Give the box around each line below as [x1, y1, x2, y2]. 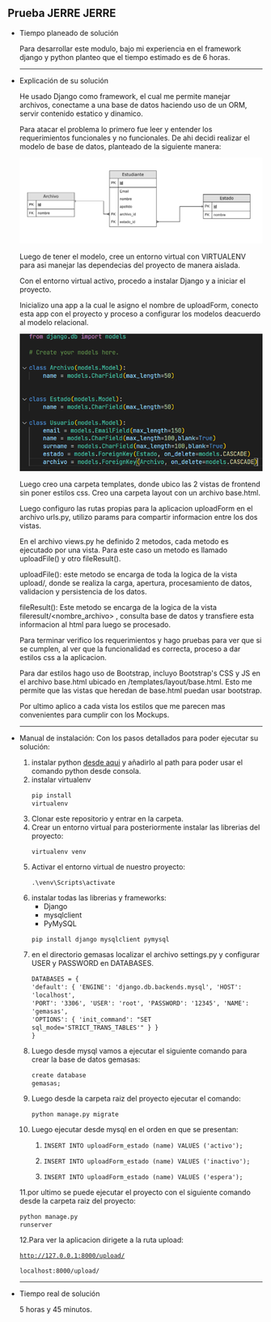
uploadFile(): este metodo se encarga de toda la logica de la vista [19, 569, 238, 579]
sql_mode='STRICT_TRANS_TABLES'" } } [31, 1024, 159, 1032]
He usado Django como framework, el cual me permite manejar [19, 91, 231, 101]
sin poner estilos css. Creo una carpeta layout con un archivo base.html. [19, 488, 260, 498]
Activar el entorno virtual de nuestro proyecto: [31, 862, 185, 872]
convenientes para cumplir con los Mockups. [19, 710, 170, 720]
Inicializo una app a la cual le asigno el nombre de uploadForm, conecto [19, 300, 259, 310]
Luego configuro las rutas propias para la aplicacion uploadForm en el [19, 504, 253, 513]
